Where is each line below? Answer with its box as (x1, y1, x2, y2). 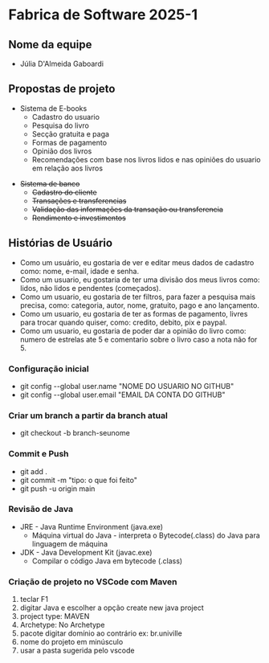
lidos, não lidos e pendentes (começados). (19, 283, 161, 293)
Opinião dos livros (31, 146, 92, 156)
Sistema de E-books (19, 103, 88, 113)
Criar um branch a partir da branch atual (8, 410, 169, 421)
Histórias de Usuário (8, 236, 113, 250)
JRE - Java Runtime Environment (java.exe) (19, 522, 163, 531)
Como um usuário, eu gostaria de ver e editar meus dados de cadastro (19, 257, 255, 267)
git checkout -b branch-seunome (19, 428, 130, 438)
